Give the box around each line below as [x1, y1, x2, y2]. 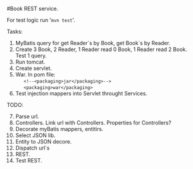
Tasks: [7, 28, 23, 35]
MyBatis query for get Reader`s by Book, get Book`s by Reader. [15, 40, 171, 46]
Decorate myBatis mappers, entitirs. [15, 126, 103, 132]
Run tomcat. [15, 59, 46, 65]
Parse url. [15, 113, 39, 120]
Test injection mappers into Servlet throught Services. [15, 90, 148, 97]
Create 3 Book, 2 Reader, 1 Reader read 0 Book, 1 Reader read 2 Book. [15, 46, 188, 53]
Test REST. [15, 157, 42, 164]
